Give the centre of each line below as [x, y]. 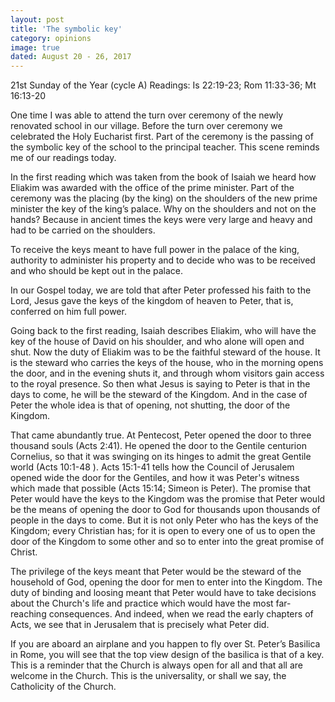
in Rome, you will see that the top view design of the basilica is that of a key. [167, 655]
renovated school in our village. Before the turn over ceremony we [146, 126]
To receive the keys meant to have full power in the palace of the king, [155, 250]
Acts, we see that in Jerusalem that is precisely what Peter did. [140, 625]
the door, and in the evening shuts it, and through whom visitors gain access [167, 373]
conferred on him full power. [68, 312]
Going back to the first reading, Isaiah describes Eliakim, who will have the [163, 331]
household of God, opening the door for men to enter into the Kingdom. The [166, 582]
